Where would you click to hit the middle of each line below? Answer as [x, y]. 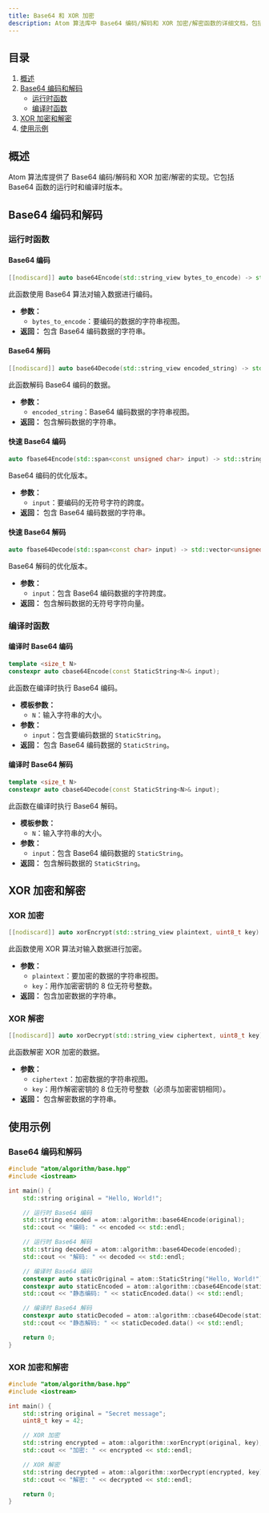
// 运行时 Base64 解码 [57, 1242]
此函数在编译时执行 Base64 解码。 [65, 805]
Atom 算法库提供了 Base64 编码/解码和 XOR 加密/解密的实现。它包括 [121, 177]
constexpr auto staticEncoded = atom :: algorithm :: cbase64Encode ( [134, 1286]
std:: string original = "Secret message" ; [94, 1414]
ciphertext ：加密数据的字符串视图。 [92, 1079]
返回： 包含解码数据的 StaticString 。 [82, 863]
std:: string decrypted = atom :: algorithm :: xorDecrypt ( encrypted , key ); [145, 1472]
